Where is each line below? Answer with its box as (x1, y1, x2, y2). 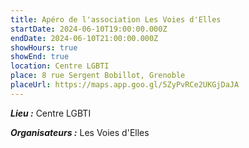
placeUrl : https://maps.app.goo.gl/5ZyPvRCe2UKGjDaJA (10, 80, 240, 90)
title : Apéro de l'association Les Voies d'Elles (10, 14, 222, 25)
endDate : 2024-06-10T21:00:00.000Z (10, 33, 159, 43)
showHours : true (10, 42, 78, 53)
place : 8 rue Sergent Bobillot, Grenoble (10, 71, 186, 81)
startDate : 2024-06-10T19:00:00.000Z (10, 24, 168, 34)
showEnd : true (10, 52, 70, 62)
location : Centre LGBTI (10, 61, 110, 71)
